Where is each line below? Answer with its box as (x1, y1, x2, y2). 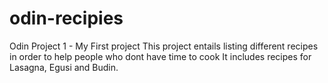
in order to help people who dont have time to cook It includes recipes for (9, 50, 312, 62)
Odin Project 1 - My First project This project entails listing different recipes (9, 40, 319, 52)
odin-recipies (9, 7, 124, 30)
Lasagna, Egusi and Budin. (9, 61, 119, 73)
